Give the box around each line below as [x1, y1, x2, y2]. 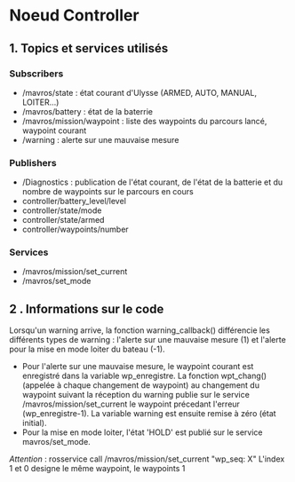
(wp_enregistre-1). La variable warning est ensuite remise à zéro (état [21, 408, 277, 419]
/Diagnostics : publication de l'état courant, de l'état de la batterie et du [21, 177, 283, 187]
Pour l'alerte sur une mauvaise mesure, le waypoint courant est [21, 361, 254, 372]
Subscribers [9, 67, 64, 80]
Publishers [9, 156, 57, 169]
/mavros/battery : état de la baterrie [21, 106, 154, 116]
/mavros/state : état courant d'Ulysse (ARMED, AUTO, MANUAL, [21, 87, 258, 98]
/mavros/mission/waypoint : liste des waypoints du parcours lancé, [21, 115, 267, 126]
